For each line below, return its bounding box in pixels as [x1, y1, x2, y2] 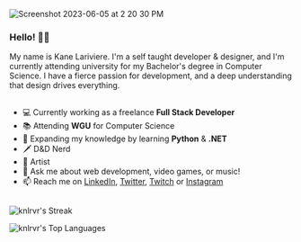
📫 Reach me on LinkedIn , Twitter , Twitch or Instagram [22, 175, 224, 186]
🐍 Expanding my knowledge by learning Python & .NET [22, 133, 227, 144]
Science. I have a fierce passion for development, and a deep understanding [9, 70, 292, 81]
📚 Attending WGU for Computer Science [22, 120, 175, 130]
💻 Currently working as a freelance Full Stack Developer [22, 106, 235, 117]
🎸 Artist [22, 156, 51, 166]
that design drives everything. [9, 80, 120, 91]
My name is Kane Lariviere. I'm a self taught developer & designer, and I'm [9, 51, 285, 62]
